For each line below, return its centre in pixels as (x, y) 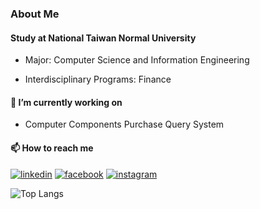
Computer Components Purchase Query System (124, 124)
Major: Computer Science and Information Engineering (137, 60)
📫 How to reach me (52, 148)
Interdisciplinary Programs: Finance (98, 79)
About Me (35, 14)
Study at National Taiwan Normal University (103, 38)
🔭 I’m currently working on (66, 102)
